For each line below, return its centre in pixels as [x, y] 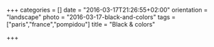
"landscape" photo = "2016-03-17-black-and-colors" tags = [91, 17]
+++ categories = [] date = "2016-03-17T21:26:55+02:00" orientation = [107, 10]
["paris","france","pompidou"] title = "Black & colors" [81, 24]
